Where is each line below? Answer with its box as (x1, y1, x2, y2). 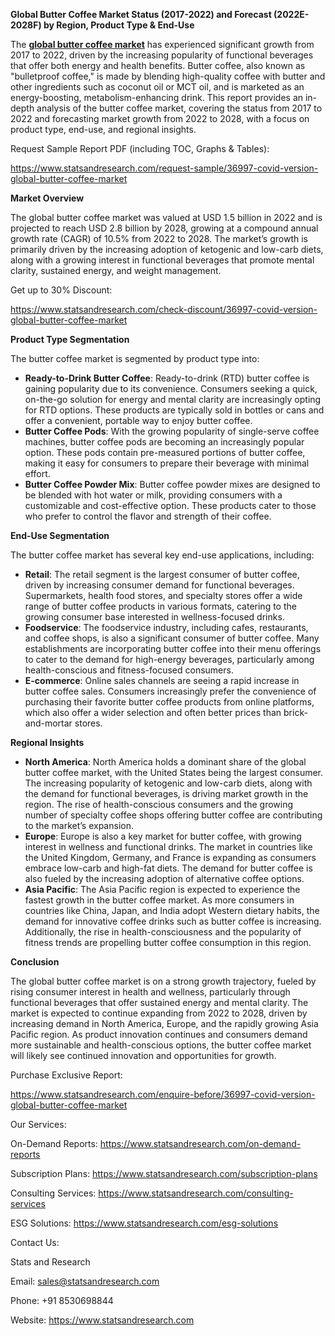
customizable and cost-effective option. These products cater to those (24, 500, 317, 511)
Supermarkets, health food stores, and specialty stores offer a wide (24, 590, 303, 601)
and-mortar (24, 717, 73, 729)
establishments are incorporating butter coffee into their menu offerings (24, 643, 322, 654)
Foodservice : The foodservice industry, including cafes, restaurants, (24, 622, 309, 633)
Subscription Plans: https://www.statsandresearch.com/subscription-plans (10, 1168, 318, 1179)
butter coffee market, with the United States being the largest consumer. (24, 767, 324, 778)
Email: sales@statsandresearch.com (10, 1275, 160, 1287)
